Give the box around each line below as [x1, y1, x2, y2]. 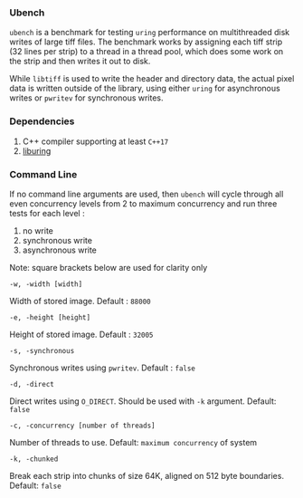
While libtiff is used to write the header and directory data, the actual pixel [9, 73, 295, 84]
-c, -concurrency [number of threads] [9, 421, 156, 430]
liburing [22, 145, 52, 156]
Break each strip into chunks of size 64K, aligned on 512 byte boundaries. [9, 470, 285, 481]
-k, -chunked [9, 455, 59, 464]
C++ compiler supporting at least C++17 [22, 136, 169, 147]
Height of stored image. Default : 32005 [9, 329, 154, 340]
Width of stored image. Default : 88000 [9, 295, 151, 306]
